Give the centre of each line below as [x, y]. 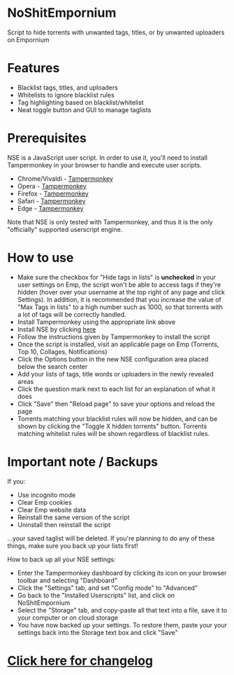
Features [34, 68]
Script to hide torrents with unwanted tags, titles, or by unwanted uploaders [116, 32]
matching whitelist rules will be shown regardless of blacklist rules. [114, 433]
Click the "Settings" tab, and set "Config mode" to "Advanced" [107, 587]
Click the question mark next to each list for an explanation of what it [116, 389]
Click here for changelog [80, 661]
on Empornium [28, 39]
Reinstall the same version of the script [73, 517]
